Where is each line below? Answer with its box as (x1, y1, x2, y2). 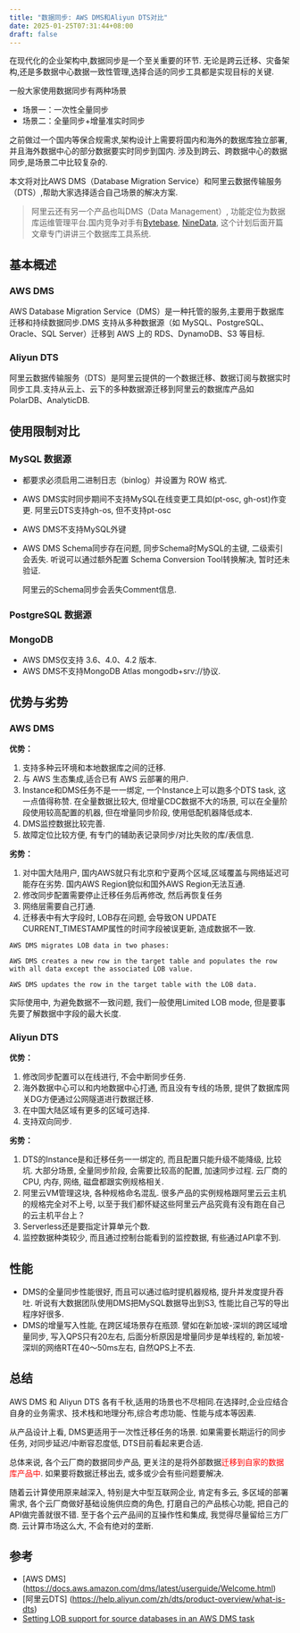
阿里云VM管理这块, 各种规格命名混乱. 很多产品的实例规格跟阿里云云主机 (21, 1188, 287, 1199)
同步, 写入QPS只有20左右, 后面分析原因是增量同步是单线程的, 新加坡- (29, 1331, 285, 1342)
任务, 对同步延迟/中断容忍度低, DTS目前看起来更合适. (9, 1437, 204, 1448)
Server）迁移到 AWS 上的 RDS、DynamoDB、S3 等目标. (58, 328, 265, 340)
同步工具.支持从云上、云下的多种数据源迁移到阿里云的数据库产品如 (9, 383, 254, 394)
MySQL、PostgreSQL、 (181, 317, 270, 328)
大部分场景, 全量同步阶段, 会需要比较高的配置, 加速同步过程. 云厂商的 (34, 1166, 287, 1176)
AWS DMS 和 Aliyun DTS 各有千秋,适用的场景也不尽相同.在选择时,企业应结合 (9, 1396, 288, 1407)
